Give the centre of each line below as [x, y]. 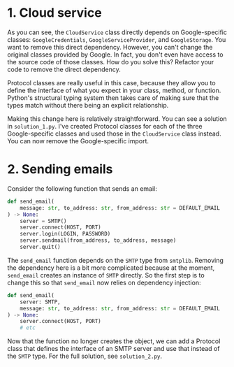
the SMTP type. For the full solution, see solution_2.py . [85, 356]
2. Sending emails [60, 170]
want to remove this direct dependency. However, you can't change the [110, 47]
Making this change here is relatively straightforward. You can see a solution [117, 118]
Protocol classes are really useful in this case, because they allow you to [111, 82]
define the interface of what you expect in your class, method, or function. [114, 90]
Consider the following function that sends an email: [82, 188]
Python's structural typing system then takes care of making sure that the [113, 98]
